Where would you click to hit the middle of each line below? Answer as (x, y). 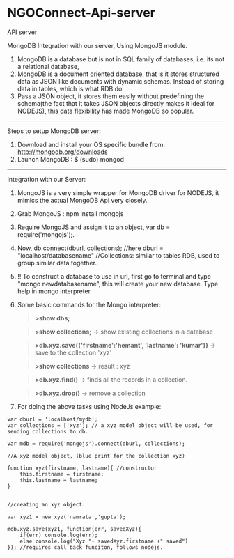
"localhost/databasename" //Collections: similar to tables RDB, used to (118, 255)
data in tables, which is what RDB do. (70, 88)
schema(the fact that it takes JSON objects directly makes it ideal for (116, 103)
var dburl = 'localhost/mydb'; (53, 419)
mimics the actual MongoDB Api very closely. (82, 200)
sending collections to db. (48, 431)
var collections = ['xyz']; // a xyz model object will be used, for (110, 425)
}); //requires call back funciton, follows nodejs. (85, 547)
